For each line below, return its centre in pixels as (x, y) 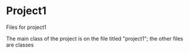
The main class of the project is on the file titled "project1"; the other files (95, 38)
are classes (20, 45)
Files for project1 (26, 27)
